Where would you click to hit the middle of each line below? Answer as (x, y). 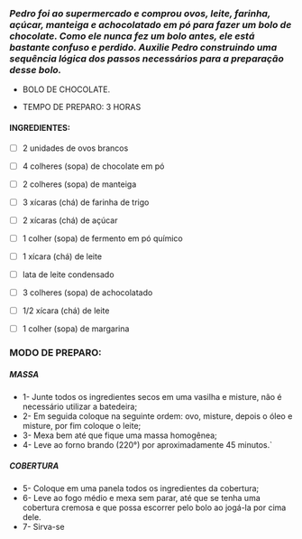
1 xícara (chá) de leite (62, 256)
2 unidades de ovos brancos (75, 148)
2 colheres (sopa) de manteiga (79, 184)
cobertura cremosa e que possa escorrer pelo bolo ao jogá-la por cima (154, 507)
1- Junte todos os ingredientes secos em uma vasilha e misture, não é (152, 397)
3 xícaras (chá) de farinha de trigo (86, 202)
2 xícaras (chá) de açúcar (70, 220)
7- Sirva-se (43, 527)
